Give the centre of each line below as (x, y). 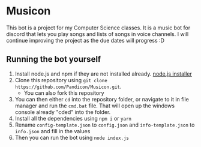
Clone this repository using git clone (61, 80)
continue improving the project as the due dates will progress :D (85, 40)
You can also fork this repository (64, 93)
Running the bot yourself (54, 59)
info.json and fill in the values (52, 131)
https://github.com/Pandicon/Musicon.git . (68, 86)
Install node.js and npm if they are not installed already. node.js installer (103, 74)
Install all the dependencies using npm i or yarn (73, 118)
